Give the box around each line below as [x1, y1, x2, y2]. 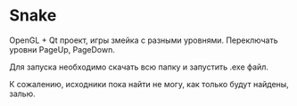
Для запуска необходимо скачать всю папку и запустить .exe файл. [9, 61, 269, 72]
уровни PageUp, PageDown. [9, 44, 116, 54]
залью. [9, 88, 36, 99]
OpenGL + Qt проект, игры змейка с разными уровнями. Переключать [9, 35, 278, 45]
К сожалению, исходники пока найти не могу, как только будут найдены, [9, 78, 290, 89]
